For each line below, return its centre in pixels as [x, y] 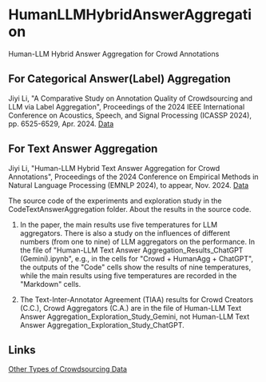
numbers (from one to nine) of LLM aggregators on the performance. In [137, 241]
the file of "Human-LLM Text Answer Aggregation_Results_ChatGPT [131, 250]
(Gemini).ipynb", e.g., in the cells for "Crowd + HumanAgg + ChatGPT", [137, 258]
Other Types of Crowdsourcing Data [68, 369]
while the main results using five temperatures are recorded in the [128, 275]
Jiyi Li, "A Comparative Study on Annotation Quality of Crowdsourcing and [131, 98]
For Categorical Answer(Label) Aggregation [120, 79]
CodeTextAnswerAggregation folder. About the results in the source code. [130, 209]
